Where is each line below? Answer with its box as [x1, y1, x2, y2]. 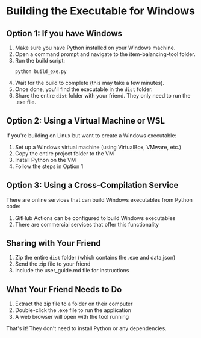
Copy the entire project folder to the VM [14, 149, 114, 157]
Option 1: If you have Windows [6, 28, 122, 39]
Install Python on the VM [14, 156, 76, 163]
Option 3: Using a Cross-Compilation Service [6, 180, 179, 190]
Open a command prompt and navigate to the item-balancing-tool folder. [14, 51, 196, 58]
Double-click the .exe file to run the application [14, 307, 131, 314]
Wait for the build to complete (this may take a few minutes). [14, 80, 164, 86]
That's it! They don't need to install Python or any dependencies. [6, 325, 167, 332]
